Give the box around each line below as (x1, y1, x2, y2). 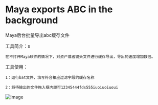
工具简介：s (5, 43, 31, 49)
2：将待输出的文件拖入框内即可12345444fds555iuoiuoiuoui (5, 85, 119, 90)
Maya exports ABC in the (5, 4, 113, 15)
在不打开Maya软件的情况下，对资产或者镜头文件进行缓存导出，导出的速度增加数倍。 (5, 54, 155, 59)
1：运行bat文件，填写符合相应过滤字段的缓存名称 (5, 75, 95, 80)
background (5, 14, 58, 26)
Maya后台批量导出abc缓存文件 (5, 32, 70, 38)
